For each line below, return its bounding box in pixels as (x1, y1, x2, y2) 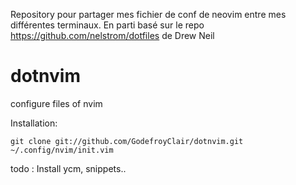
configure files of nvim (10, 97, 103, 109)
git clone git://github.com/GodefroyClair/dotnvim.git (10, 136, 244, 146)
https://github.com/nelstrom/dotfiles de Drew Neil (10, 30, 215, 41)
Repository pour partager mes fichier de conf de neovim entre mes (10, 9, 287, 20)
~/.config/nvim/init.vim (10, 145, 114, 155)
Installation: (10, 117, 58, 129)
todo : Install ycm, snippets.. (10, 162, 127, 174)
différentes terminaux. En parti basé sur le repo (10, 19, 205, 31)
